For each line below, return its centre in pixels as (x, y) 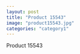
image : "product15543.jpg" (40, 23)
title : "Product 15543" (36, 17)
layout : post (23, 12)
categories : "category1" (38, 28)
